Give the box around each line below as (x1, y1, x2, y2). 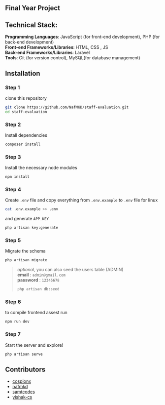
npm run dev (5, 319, 30, 324)
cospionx (12, 378, 31, 384)
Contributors (5, 365, 46, 373)
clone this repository (5, 95, 47, 101)
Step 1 (5, 84, 20, 91)
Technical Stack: (5, 21, 58, 29)
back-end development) (5, 39, 54, 45)
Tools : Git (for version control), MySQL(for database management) (5, 55, 140, 61)
